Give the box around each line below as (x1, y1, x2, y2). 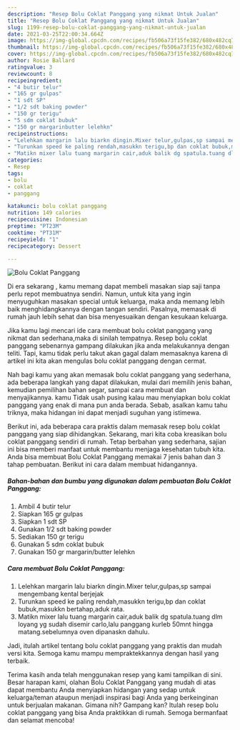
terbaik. (7, 656, 30, 665)
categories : (7, 156, 43, 164)
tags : (7, 169, 24, 177)
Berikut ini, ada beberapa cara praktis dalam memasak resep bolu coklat (7, 422, 220, 431)
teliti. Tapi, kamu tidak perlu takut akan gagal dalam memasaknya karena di (7, 349, 229, 358)
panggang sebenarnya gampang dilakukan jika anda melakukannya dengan (7, 341, 230, 350)
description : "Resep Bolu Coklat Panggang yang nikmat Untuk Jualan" (7, 10, 219, 18)
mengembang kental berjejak (17, 590, 104, 599)
